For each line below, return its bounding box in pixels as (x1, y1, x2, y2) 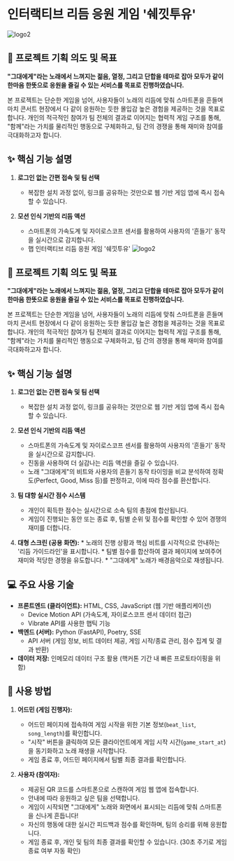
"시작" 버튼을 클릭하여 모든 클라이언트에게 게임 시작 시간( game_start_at (27, 738, 224, 746)
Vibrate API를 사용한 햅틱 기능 (27, 619, 111, 628)
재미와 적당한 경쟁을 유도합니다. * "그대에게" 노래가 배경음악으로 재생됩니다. (17, 556, 224, 564)
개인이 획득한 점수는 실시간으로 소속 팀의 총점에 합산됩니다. (27, 506, 189, 515)
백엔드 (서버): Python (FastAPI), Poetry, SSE (17, 628, 142, 636)
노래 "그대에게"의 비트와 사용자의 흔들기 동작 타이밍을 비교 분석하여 (27, 468, 211, 476)
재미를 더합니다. (27, 524, 71, 532)
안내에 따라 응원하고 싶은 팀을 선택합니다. (27, 794, 140, 802)
